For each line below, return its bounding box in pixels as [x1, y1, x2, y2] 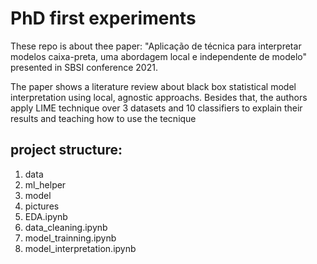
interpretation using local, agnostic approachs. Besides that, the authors [10, 91, 308, 103]
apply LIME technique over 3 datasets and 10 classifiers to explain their [10, 102, 303, 114]
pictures [24, 200, 60, 212]
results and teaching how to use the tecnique [10, 112, 197, 124]
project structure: [10, 142, 123, 159]
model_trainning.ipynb [24, 232, 117, 244]
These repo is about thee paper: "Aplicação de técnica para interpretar [10, 40, 302, 52]
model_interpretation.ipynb [24, 242, 137, 254]
